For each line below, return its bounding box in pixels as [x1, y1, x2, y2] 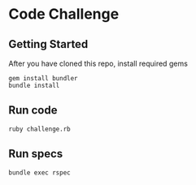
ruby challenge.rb [8, 125, 71, 133]
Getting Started [8, 37, 89, 51]
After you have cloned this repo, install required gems [8, 58, 189, 68]
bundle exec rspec [8, 168, 71, 177]
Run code [8, 103, 58, 118]
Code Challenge [8, 5, 120, 24]
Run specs [8, 147, 63, 161]
